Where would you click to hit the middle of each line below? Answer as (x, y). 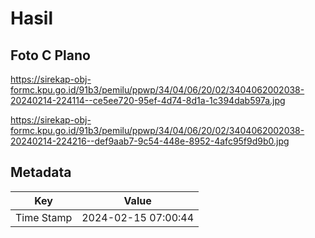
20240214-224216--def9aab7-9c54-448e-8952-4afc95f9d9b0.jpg (150, 141)
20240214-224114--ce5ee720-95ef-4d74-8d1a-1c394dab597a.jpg (148, 100)
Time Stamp (44, 217)
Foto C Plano (50, 55)
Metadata (41, 172)
